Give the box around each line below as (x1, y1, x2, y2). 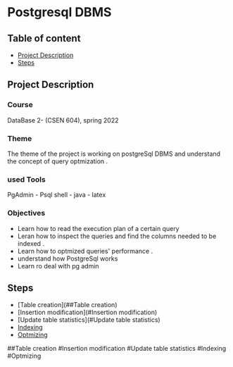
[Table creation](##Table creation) (17, 301, 118, 309)
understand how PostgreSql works (17, 254, 118, 263)
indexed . (17, 239, 44, 247)
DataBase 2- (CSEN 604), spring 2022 (7, 116, 119, 124)
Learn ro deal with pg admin (17, 261, 100, 270)
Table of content (7, 32, 81, 44)
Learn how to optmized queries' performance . (17, 247, 153, 255)
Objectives (7, 209, 46, 218)
